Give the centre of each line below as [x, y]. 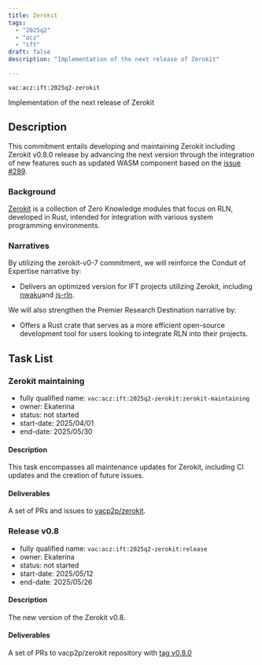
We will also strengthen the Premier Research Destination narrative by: [122, 310]
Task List [31, 358]
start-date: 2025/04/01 [57, 423]
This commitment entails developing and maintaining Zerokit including [122, 146]
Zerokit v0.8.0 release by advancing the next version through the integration [131, 154]
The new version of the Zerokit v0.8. [67, 617]
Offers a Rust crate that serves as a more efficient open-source [122, 325]
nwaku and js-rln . [47, 295]
